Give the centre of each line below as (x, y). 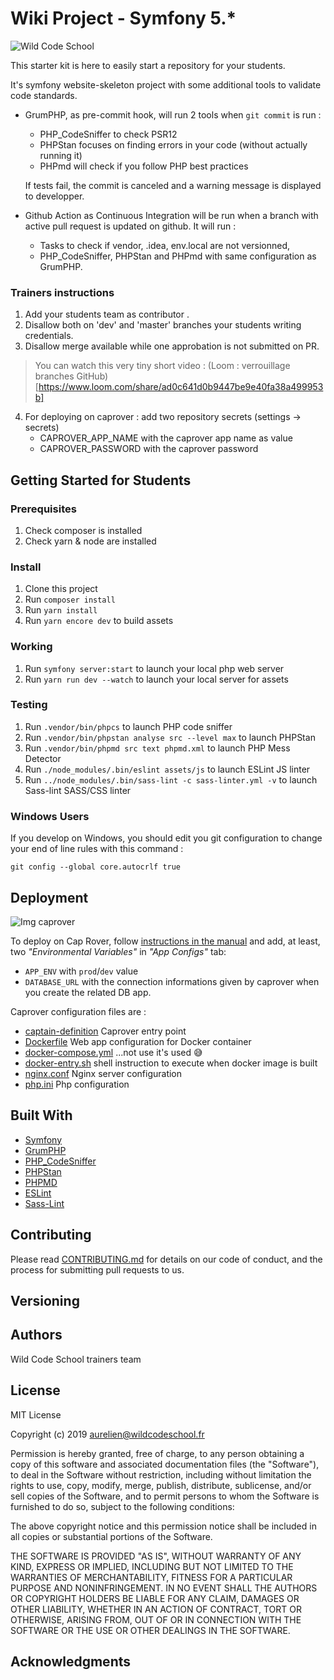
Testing (29, 705)
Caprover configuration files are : (78, 1011)
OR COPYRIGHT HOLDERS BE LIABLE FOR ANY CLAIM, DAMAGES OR (155, 1598)
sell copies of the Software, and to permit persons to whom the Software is (165, 1496)
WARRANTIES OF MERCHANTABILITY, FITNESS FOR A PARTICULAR (151, 1577)
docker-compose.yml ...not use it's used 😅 (113, 1052)
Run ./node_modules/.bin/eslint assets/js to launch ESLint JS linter (167, 769)
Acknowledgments (71, 1661)
